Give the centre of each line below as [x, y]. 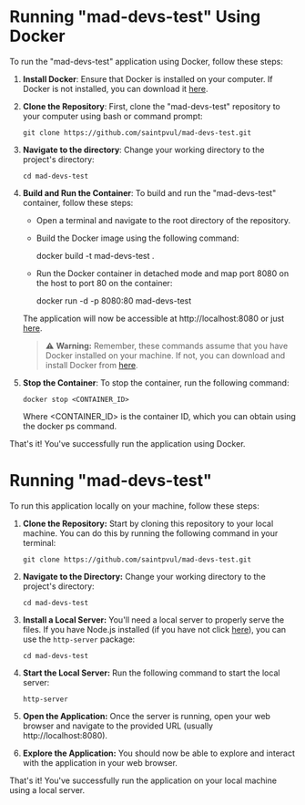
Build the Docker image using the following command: [137, 238]
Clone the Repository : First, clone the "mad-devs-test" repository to [151, 106]
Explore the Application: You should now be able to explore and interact [159, 753]
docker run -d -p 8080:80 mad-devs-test [114, 300]
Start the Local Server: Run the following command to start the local [151, 673]
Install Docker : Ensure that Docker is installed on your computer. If [147, 78]
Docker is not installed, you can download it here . [115, 88]
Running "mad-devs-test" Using [135, 17]
